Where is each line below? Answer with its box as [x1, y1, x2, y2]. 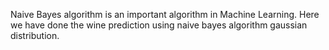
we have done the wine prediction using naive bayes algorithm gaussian [10, 19, 308, 31]
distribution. [10, 30, 60, 41]
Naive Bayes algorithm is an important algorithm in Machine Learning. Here [10, 9, 320, 20]
